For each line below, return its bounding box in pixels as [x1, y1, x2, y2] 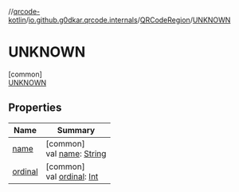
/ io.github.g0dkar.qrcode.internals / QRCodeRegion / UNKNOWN [25, 15, 231, 25]
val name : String [45, 147, 107, 159]
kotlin [8, 15, 26, 25]
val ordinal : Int [45, 170, 99, 182]
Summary [57, 124, 96, 135]
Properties [8, 101, 62, 115]
